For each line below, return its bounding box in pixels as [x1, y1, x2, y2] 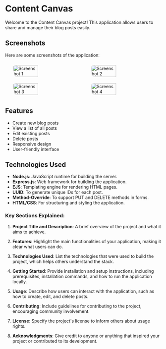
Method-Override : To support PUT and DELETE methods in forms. [12, 195, 149, 200]
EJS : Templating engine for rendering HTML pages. [12, 184, 118, 190]
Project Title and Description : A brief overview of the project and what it [12, 223, 161, 229]
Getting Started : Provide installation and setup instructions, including [12, 268, 154, 274]
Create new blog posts [12, 120, 59, 126]
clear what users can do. [12, 244, 63, 249]
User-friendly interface [12, 146, 59, 152]
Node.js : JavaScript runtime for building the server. [12, 174, 117, 180]
